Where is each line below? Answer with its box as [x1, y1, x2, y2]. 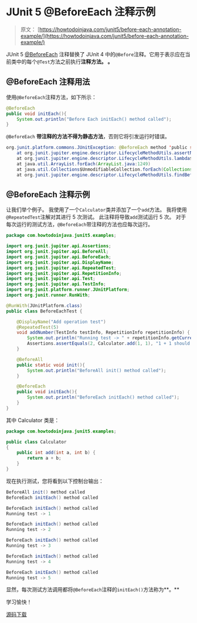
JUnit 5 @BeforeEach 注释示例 [6, 5, 156, 19]
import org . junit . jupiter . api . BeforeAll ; [6, 248, 109, 255]
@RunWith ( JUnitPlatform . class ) [6, 302, 83, 308]
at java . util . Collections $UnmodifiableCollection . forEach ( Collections [16, 166, 193, 172]
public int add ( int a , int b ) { [16, 450, 96, 456]
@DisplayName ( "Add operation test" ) [16, 319, 107, 325]
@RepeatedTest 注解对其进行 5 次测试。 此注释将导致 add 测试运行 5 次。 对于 [6, 213, 186, 220]
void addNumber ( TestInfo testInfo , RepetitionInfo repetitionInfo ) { [16, 329, 191, 336]
